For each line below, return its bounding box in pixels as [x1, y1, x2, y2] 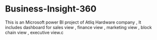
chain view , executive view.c [5, 29, 64, 35]
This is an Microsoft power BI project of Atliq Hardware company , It [5, 19, 141, 25]
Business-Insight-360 [5, 3, 97, 14]
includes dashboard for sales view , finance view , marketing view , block [5, 24, 152, 30]
